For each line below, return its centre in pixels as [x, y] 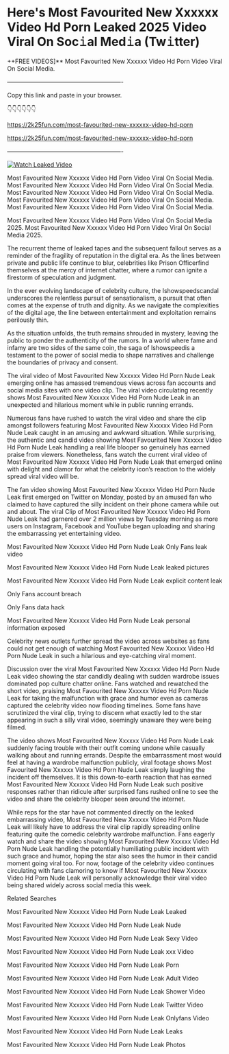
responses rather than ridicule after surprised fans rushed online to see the [113, 791]
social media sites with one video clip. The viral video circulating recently [110, 390]
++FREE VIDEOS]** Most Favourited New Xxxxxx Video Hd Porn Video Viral [115, 61]
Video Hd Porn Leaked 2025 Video [107, 27]
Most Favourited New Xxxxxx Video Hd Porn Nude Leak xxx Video [100, 951]
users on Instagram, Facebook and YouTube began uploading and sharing [111, 526]
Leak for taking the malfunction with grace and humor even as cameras [108, 698]
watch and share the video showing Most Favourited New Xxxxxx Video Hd [113, 841]
